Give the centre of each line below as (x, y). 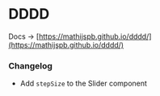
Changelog (30, 65)
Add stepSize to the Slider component (84, 83)
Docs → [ (24, 36)
